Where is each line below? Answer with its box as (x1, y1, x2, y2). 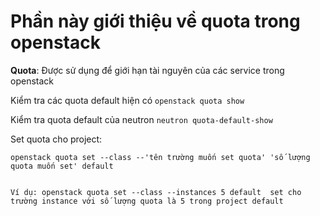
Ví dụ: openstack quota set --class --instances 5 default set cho (10, 187, 302, 197)
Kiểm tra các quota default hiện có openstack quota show (10, 94, 245, 106)
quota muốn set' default (10, 161, 114, 171)
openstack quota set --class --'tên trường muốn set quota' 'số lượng (10, 152, 311, 162)
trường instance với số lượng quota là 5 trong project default (10, 196, 284, 206)
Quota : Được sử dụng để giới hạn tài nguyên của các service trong (10, 64, 285, 76)
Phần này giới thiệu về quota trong (10, 10, 301, 33)
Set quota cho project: (10, 133, 103, 145)
